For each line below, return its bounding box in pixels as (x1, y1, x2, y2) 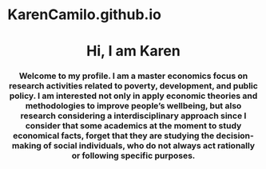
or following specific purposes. (71, 150, 196, 161)
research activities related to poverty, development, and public (8, 81, 259, 92)
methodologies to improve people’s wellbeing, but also (25, 100, 242, 112)
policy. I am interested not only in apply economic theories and (9, 90, 258, 101)
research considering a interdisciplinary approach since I (20, 110, 247, 121)
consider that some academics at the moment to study (25, 120, 242, 132)
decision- (216, 130, 255, 141)
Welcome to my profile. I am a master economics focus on (18, 70, 248, 81)
